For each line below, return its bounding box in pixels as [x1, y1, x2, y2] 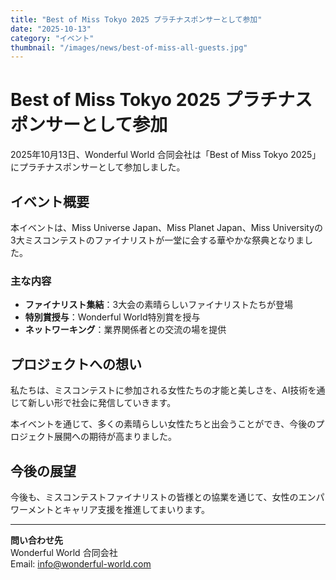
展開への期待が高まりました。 [53, 431, 177, 443]
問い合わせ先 [10, 534, 63, 546]
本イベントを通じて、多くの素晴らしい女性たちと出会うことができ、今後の [10, 418, 317, 430]
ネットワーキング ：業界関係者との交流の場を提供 [24, 324, 227, 336]
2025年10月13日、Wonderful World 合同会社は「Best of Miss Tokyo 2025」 [10, 149, 322, 161]
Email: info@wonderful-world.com [10, 557, 152, 570]
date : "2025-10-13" [10, 24, 92, 34]
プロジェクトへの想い [10, 356, 142, 373]
